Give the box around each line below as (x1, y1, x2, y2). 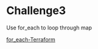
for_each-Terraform (6, 36, 56, 43)
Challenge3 (6, 4, 66, 18)
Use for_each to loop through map (6, 24, 93, 31)
